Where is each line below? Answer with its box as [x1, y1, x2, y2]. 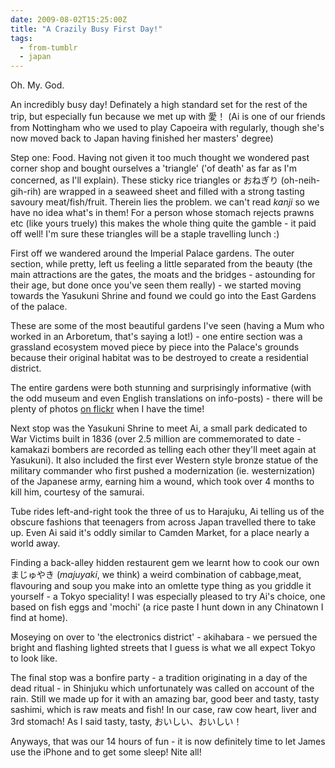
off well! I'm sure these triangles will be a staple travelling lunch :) [10, 228, 280, 240]
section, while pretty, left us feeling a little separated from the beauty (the [10, 258, 313, 270]
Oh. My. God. [10, 79, 65, 91]
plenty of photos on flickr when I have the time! [10, 403, 205, 415]
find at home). [10, 612, 68, 624]
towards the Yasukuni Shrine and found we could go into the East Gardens [10, 290, 317, 302]
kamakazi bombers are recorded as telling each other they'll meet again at [10, 444, 317, 456]
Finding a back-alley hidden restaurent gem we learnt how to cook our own [10, 557, 320, 569]
